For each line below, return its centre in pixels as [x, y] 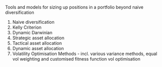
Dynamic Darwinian [32, 33]
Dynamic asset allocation [38, 48]
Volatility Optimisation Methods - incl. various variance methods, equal [85, 54]
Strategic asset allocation [38, 38]
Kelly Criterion [27, 27]
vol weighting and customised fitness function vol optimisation [76, 59]
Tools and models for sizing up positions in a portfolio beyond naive [74, 7]
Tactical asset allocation [37, 43]
